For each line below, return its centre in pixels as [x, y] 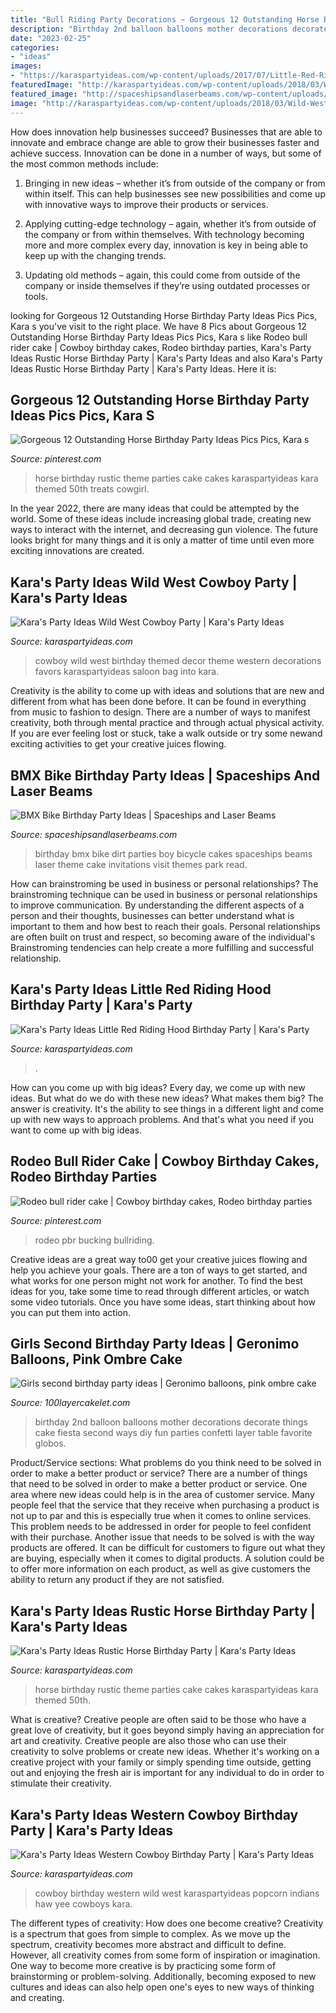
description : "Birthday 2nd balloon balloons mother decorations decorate [169, 29]
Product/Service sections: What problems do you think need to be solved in [166, 1463]
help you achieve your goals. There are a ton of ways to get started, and [159, 1270]
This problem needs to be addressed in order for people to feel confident [161, 1527]
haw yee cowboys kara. [83, 1904]
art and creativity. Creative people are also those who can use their [148, 1741]
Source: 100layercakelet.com [70, 1403]
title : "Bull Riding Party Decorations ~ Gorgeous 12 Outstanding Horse [165, 19]
